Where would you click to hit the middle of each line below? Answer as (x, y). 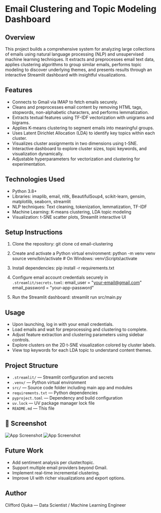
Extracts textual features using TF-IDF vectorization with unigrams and (83, 117)
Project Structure (32, 366)
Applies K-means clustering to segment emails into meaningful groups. (83, 128)
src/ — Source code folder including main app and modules (72, 388)
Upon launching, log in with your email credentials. (63, 324)
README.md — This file (33, 408)
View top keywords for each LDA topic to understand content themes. (82, 350)
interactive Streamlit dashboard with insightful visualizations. (66, 75)
